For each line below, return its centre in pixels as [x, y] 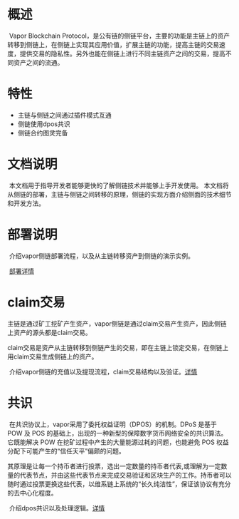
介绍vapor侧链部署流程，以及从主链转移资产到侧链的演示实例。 [101, 256]
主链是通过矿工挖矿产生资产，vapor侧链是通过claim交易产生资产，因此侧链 [117, 323]
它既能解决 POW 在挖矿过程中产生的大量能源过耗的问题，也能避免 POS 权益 [118, 442]
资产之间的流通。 [38, 62]
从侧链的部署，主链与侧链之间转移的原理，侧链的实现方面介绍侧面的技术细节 [119, 194]
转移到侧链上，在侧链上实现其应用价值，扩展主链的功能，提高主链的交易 [113, 44]
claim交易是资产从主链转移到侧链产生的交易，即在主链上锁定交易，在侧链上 [118, 347]
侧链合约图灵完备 [43, 133]
